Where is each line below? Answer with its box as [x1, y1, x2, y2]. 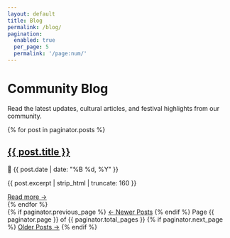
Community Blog [7, 81, 109, 97]
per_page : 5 [13, 43, 50, 50]
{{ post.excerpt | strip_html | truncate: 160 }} [7, 178, 137, 187]
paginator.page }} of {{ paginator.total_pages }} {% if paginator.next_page [7, 215, 224, 224]
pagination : [7, 30, 43, 38]
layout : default [7, 10, 55, 18]
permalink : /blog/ [7, 23, 62, 31]
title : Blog [7, 17, 43, 24]
